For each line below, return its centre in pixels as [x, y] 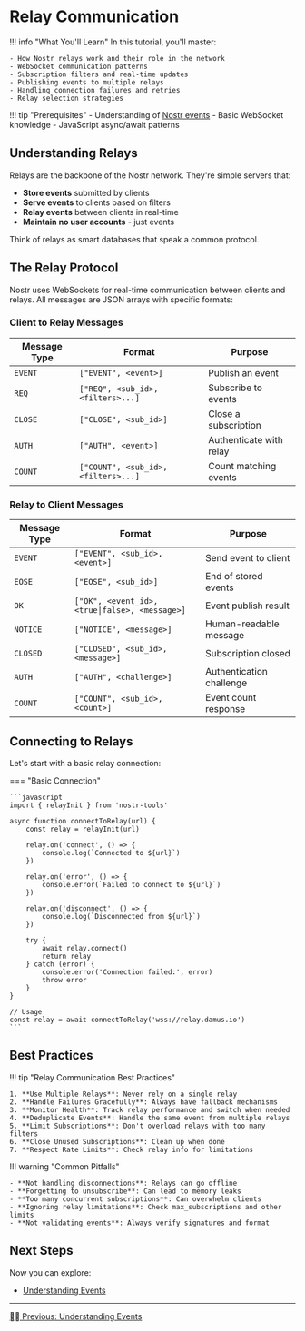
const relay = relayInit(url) [83, 829]
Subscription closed [248, 654]
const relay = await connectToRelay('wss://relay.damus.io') [128, 1020]
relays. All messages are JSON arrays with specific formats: [121, 299]
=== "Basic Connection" [55, 780]
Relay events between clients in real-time [100, 212]
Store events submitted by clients [86, 192]
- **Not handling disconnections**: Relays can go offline [123, 1183]
